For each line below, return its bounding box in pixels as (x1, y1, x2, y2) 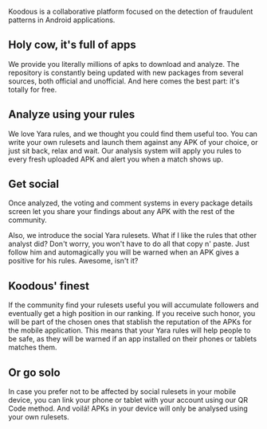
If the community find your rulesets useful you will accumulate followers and (8, 300, 259, 310)
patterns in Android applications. (8, 15, 116, 25)
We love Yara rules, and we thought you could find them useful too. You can (8, 129, 257, 138)
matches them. (8, 342, 57, 353)
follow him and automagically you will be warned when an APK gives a (8, 248, 239, 257)
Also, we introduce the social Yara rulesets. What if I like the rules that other (8, 231, 257, 240)
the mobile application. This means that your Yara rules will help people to (8, 326, 251, 335)
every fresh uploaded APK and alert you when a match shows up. (8, 154, 224, 164)
